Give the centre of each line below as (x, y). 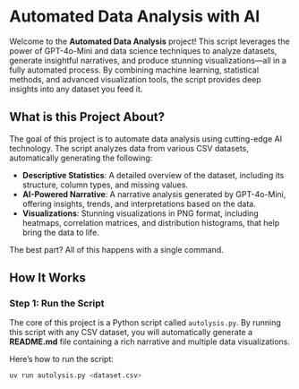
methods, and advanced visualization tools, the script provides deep (135, 79)
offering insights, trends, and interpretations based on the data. (139, 203)
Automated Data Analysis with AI (135, 17)
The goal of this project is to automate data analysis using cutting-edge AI (146, 138)
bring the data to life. (61, 232)
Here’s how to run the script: (62, 359)
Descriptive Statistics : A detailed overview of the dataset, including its (153, 175)
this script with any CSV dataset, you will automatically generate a (131, 333)
